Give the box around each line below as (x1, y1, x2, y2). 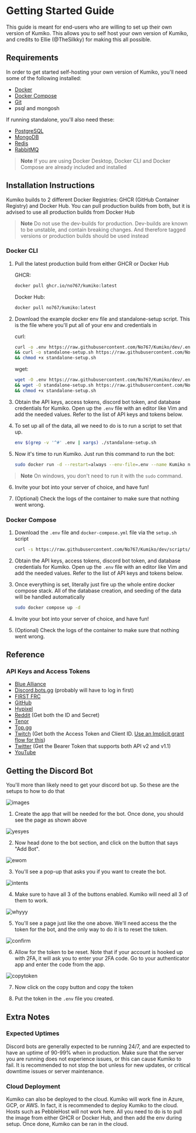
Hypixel (14, 705, 33, 712)
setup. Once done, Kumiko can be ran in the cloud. (6, 1121, 129, 1128)
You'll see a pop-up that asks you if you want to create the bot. (14, 868, 167, 875)
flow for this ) (14, 736, 46, 744)
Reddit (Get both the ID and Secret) (14, 712, 100, 719)
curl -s (14, 546, 33, 552)
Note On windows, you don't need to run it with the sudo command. (20, 472, 183, 479)
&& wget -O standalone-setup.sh (14, 382, 94, 389)
